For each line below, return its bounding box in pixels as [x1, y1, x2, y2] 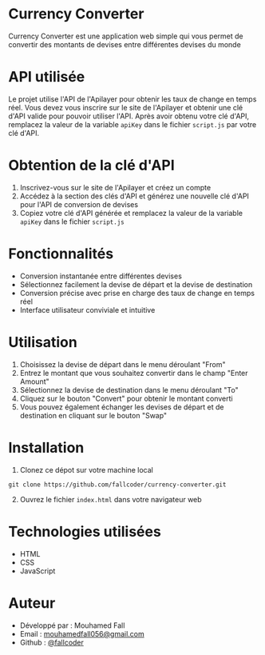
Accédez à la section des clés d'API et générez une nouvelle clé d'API [19, 191, 250, 201]
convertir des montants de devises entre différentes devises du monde [8, 39, 241, 49]
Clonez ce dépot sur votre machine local [19, 465, 153, 474]
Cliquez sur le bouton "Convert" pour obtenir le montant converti [19, 393, 233, 403]
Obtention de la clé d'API [8, 157, 176, 174]
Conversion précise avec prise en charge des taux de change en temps [19, 288, 255, 298]
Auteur [8, 593, 56, 612]
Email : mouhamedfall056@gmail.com [19, 629, 145, 638]
